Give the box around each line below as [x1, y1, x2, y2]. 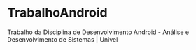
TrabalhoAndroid [7, 5, 108, 21]
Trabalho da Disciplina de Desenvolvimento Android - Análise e [7, 28, 190, 36]
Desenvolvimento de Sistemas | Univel [7, 35, 118, 43]
